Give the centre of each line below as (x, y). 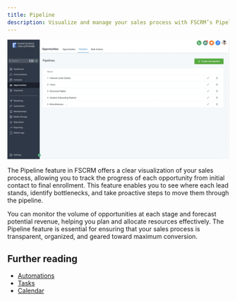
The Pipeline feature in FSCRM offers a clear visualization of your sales (110, 171)
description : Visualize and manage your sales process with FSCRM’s (110, 22)
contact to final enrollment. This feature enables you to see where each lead (118, 185)
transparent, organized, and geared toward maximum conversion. (103, 237)
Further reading (42, 258)
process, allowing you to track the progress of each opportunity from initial (116, 178)
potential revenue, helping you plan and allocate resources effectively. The (116, 221)
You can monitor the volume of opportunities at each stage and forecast (112, 214)
